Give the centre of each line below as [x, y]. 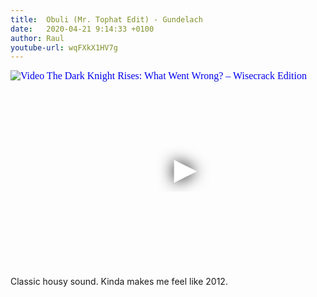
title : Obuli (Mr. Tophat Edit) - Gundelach [106, 19]
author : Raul [37, 38]
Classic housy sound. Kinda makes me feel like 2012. [119, 282]
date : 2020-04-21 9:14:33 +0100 [82, 29]
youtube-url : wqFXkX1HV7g [64, 47]
